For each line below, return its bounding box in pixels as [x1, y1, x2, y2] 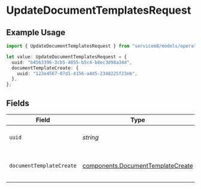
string [83, 133, 99, 141]
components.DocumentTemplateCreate [83, 162, 193, 170]
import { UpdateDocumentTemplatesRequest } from [6, 43, 130, 49]
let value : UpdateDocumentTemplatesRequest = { [6, 54, 127, 60]
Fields [6, 98, 30, 108]
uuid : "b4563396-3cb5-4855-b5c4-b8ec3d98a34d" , [11, 59, 133, 66]
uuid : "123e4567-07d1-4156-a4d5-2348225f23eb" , [17, 70, 138, 76]
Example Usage [6, 27, 66, 38]
